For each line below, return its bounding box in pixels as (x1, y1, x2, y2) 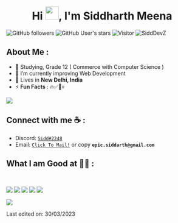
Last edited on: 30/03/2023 (6, 210, 76, 218)
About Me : (6, 47, 49, 57)
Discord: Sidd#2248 (15, 134, 63, 141)
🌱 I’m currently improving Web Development (15, 69, 126, 77)
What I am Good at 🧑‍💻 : (6, 158, 95, 169)
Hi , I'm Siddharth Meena (32, 9, 173, 23)
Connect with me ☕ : (6, 115, 86, 126)
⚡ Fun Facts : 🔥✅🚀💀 (15, 83, 65, 90)
